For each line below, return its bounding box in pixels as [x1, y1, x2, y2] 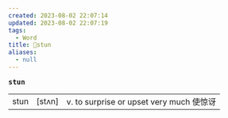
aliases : [8, 48, 37, 56]
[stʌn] [36, 96, 60, 107]
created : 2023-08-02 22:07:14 [8, 11, 109, 20]
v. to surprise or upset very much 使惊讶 [66, 96, 217, 107]
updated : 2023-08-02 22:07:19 [8, 19, 109, 27]
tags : [8, 26, 26, 34]
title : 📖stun [8, 41, 52, 49]
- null [15, 56, 37, 64]
